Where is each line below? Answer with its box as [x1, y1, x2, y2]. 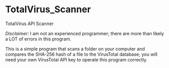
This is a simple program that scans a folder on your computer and [5, 46, 145, 52]
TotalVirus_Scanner [5, 4, 91, 15]
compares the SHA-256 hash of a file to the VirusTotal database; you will [5, 51, 158, 57]
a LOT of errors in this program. [5, 36, 71, 42]
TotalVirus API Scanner [5, 20, 54, 27]
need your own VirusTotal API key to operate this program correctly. [5, 56, 148, 62]
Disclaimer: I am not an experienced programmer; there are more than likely [5, 30, 164, 36]
